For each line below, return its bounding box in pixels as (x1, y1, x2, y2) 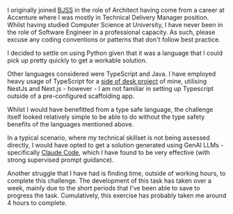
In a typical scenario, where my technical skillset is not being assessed (7, 133, 210, 142)
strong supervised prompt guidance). (7, 156, 114, 164)
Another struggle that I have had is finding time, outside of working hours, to (7, 170, 226, 177)
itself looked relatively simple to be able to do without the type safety (7, 113, 205, 121)
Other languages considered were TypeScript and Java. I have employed (7, 69, 216, 78)
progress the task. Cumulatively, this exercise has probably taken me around (7, 191, 227, 199)
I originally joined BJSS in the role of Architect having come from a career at (7, 6, 225, 14)
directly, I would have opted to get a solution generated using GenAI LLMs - (7, 141, 224, 149)
